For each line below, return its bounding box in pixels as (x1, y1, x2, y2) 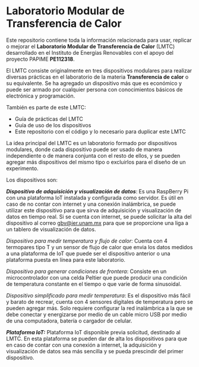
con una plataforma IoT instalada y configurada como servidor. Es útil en (6, 194, 184, 201)
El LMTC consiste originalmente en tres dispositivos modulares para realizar (6, 67, 192, 74)
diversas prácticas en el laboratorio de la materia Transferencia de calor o (6, 73, 189, 80)
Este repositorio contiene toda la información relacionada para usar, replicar (6, 36, 192, 43)
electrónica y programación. (6, 92, 75, 99)
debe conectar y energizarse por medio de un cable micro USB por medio (6, 310, 187, 318)
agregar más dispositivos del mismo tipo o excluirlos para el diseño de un (6, 158, 186, 165)
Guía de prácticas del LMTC (14, 115, 83, 123)
